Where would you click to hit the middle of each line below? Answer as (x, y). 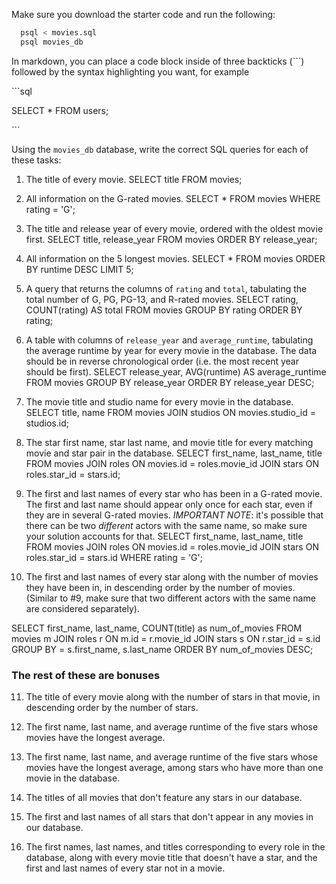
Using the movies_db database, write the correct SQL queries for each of (160, 149)
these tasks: (36, 160)
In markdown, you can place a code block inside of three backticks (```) (158, 61)
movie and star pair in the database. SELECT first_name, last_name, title (174, 453)
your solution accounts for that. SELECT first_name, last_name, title (164, 536)
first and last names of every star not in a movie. (125, 868)
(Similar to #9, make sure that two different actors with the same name (170, 598)
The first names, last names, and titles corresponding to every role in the (175, 847)
